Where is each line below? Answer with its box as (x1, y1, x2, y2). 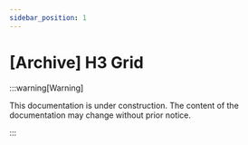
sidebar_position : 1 (9, 13, 88, 23)
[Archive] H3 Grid (9, 52, 144, 72)
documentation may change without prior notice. (9, 110, 192, 121)
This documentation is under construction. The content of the (9, 100, 240, 111)
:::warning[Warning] (9, 82, 84, 93)
